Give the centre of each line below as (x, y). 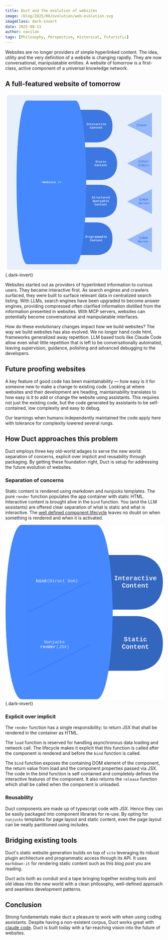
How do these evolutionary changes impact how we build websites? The (80, 327)
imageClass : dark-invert (31, 21)
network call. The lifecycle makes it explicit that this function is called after (82, 748)
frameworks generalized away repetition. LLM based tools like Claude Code (83, 337)
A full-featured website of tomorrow (63, 84)
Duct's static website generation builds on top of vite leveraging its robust (82, 852)
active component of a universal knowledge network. (73, 68)
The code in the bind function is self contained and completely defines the (82, 774)
